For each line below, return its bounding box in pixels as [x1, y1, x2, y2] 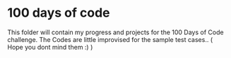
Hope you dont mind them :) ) [7, 43, 93, 51]
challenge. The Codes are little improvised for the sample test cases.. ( [7, 35, 213, 43]
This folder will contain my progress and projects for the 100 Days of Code [7, 28, 224, 36]
